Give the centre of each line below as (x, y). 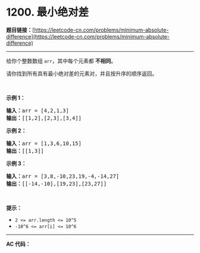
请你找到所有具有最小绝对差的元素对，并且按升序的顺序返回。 (82, 73)
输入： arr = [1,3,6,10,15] (44, 143)
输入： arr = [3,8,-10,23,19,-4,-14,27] (63, 176)
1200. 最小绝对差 (48, 12)
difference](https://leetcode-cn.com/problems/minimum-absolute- (88, 36)
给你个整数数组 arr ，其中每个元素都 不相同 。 (61, 61)
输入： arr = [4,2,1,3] (38, 110)
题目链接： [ (20, 30)
